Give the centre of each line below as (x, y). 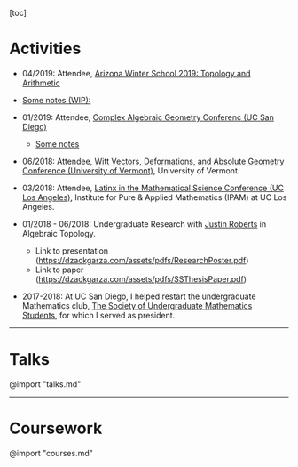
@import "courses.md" (51, 453)
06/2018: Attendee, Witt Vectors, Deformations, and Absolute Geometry (153, 161)
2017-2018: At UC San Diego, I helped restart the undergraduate (139, 296)
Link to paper (59, 270)
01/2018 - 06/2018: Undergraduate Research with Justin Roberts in (144, 224)
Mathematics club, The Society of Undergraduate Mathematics (137, 305)
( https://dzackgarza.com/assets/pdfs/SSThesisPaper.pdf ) (141, 278)
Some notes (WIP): (56, 100)
